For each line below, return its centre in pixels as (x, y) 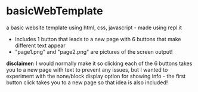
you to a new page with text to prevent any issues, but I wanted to (87, 69)
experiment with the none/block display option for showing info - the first (96, 76)
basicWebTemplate (55, 11)
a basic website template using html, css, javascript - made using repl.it (94, 27)
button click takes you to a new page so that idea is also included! (87, 82)
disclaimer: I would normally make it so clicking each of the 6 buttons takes (99, 63)
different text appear (40, 45)
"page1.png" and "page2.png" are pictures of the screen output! (94, 51)
